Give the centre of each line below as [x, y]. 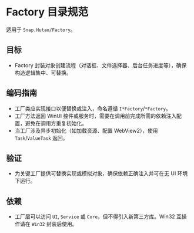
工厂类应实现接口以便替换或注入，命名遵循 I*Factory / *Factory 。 [93, 108]
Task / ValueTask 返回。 [41, 138]
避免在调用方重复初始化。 [56, 123]
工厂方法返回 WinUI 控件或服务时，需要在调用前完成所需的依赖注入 [96, 116]
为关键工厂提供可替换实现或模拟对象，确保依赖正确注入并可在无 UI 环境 [101, 173]
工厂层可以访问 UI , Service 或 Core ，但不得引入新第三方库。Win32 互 [98, 216]
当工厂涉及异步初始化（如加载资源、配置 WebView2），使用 [86, 130]
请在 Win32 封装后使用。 [48, 224]
